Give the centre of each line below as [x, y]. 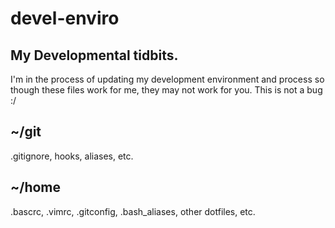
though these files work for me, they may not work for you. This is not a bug [166, 90]
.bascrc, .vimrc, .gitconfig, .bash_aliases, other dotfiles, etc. [133, 211]
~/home [36, 187]
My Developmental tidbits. [94, 55]
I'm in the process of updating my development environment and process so [167, 79]
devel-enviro [65, 18]
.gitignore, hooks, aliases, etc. [72, 156]
